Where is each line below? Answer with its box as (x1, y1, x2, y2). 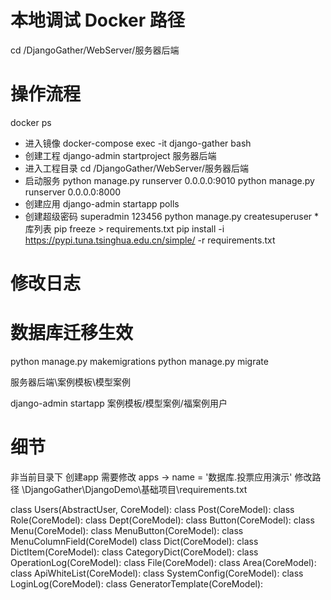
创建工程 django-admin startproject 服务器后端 (24, 149, 217, 161)
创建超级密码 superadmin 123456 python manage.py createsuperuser (24, 210, 313, 222)
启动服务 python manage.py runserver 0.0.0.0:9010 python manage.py (24, 174, 315, 186)
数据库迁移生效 (10, 322, 134, 345)
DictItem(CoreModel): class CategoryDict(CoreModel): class (10, 546, 259, 558)
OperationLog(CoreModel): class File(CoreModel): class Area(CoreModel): (10, 556, 317, 568)
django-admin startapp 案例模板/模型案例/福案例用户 (10, 397, 228, 409)
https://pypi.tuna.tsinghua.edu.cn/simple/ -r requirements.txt (24, 234, 276, 246)
